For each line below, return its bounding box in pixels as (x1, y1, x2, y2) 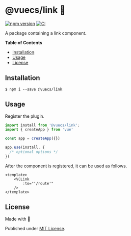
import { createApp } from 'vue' (5, 127, 74, 132)
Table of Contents (5, 39, 43, 46)
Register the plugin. (5, 113, 45, 119)
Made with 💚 (5, 216, 31, 222)
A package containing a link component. (5, 30, 87, 36)
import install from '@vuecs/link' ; (5, 123, 80, 128)
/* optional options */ (9, 150, 58, 155)
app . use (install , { (5, 145, 45, 150)
